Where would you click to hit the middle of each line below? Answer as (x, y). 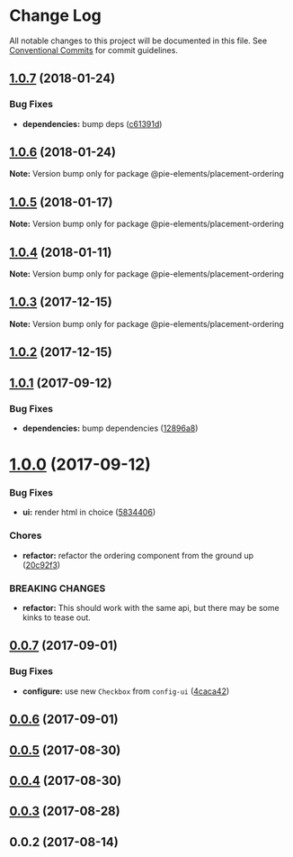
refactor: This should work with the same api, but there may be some (151, 608)
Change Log (55, 16)
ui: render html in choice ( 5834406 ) (89, 512)
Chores (26, 535)
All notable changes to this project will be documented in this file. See (138, 41)
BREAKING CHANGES (58, 588)
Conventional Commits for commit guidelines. (93, 50)
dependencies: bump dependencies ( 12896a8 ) (110, 428)
